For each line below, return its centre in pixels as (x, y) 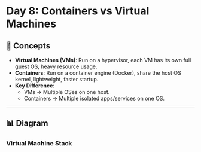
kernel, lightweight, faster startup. (57, 79)
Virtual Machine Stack (39, 144)
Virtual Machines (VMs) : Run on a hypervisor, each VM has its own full (103, 60)
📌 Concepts (28, 46)
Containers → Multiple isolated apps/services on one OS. (94, 98)
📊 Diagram (27, 124)
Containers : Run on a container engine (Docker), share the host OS (98, 73)
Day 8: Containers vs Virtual (78, 11)
